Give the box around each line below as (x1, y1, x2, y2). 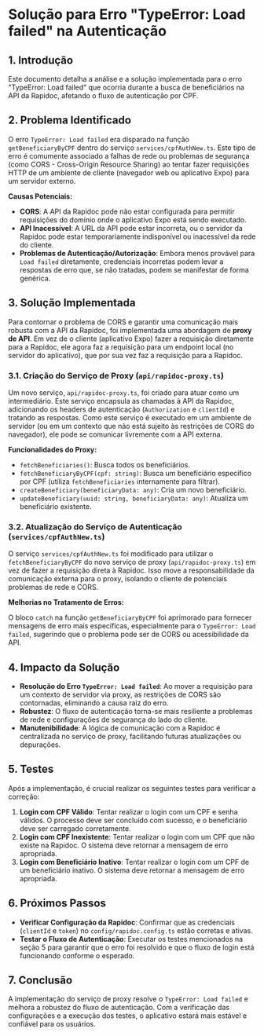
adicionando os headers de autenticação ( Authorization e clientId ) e (8, 405, 236, 414)
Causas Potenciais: (8, 191, 73, 201)
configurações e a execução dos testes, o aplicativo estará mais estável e (8, 1011, 247, 1020)
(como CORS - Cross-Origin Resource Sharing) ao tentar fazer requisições (8, 159, 250, 169)
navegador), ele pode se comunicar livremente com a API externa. (8, 430, 222, 439)
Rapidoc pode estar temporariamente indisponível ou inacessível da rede (19, 232, 256, 241)
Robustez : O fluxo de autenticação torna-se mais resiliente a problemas (19, 707, 253, 716)
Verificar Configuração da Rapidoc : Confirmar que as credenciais (19, 917, 236, 927)
